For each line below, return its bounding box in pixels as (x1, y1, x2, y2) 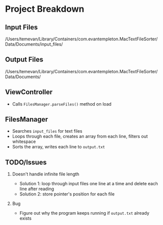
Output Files (5, 56, 43, 64)
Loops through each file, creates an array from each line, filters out (12, 134, 148, 140)
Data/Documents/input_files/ (5, 41, 63, 47)
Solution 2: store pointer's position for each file (19, 191, 115, 197)
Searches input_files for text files (12, 128, 82, 134)
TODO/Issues (5, 158, 47, 167)
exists (19, 215, 32, 222)
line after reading (19, 186, 54, 192)
